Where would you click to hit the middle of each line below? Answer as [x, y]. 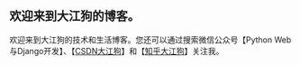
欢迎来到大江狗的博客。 [74, 16]
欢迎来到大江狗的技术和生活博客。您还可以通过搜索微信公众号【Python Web [150, 40]
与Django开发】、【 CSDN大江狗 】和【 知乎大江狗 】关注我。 [117, 51]
